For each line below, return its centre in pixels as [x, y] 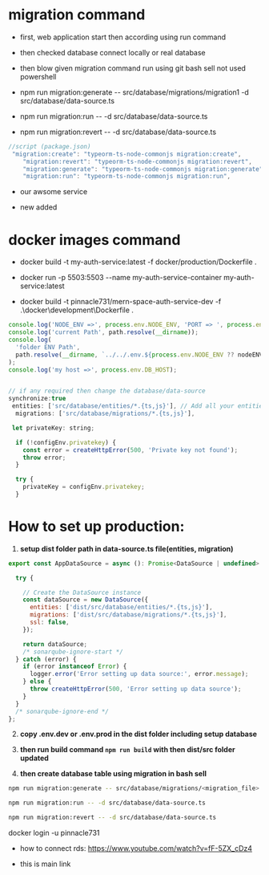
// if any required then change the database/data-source [107, 391]
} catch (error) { [46, 659]
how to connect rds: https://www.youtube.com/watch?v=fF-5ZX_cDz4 [136, 849]
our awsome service [54, 192]
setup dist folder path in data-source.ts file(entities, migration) [126, 548]
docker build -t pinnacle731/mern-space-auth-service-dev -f [120, 302]
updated [34, 758]
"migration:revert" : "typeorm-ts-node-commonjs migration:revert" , [137, 161]
